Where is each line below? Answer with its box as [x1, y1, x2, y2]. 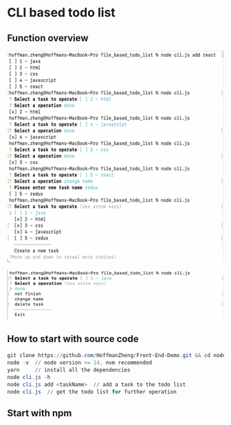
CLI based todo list [7, 5, 115, 21]
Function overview [7, 32, 89, 44]
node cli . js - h [7, 374, 51, 380]
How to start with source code [7, 333, 139, 345]
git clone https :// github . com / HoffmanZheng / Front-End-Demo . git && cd [7, 352, 211, 359]
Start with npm [7, 407, 72, 419]
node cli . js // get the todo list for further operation [7, 388, 177, 395]
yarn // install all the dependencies [7, 366, 131, 374]
